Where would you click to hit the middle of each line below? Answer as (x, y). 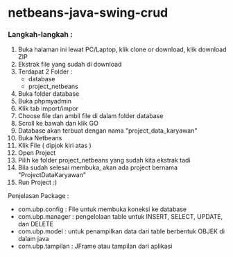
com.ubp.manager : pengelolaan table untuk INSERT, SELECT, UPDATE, (120, 217)
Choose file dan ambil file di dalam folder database (90, 116)
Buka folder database (49, 94)
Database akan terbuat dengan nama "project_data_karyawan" (107, 131)
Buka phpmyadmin (45, 101)
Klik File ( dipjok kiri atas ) (55, 146)
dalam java (33, 239)
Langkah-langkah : (41, 35)
